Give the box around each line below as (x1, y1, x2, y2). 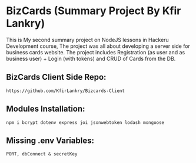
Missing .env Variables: (6, 135, 94, 145)
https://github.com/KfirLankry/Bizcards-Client (6, 87, 125, 94)
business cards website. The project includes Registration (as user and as (6, 48, 185, 56)
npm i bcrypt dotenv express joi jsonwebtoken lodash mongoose (6, 119, 165, 125)
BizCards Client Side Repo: (6, 72, 107, 82)
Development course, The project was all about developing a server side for (6, 43, 190, 50)
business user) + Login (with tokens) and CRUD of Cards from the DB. (6, 55, 176, 62)
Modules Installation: (6, 104, 85, 114)
